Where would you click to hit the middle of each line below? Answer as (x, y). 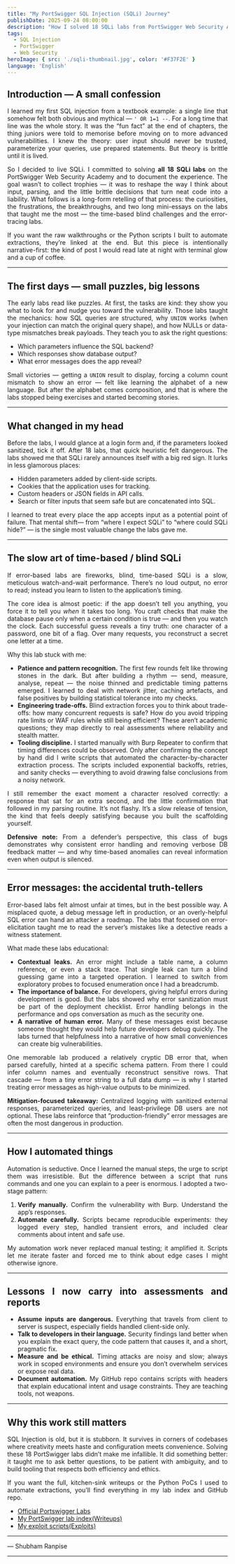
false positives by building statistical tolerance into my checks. (107, 698)
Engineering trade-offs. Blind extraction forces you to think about (113, 705)
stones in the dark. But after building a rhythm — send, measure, (122, 675)
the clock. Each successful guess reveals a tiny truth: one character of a (117, 626)
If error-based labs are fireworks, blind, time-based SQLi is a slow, (117, 575)
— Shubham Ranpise (37, 1546)
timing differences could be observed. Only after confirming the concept (122, 750)
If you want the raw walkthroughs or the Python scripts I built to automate (117, 235)
